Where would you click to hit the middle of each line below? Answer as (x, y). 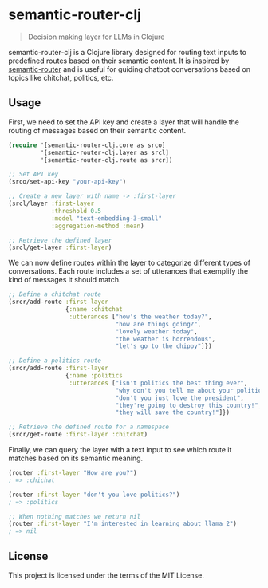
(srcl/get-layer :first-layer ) (60, 248)
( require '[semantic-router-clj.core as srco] (87, 145)
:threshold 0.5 (76, 211)
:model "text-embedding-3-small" (106, 218)
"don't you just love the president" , (180, 398)
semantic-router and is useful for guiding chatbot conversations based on (130, 69)
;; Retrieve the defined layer (60, 240)
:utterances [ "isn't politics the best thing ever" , (158, 383)
